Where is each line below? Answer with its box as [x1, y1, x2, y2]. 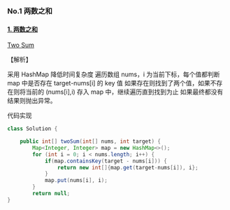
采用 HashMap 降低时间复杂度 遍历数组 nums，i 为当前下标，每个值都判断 [7, 70, 220, 78]
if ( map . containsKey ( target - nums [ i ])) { [44, 157, 168, 164]
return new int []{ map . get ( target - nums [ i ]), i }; [57, 164, 199, 171]
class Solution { [7, 125, 58, 132]
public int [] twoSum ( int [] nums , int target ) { [20, 138, 161, 145]
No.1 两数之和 [7, 6, 52, 15]
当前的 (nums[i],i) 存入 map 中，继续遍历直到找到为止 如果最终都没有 [25, 87, 224, 96]
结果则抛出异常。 [7, 97, 57, 105]
